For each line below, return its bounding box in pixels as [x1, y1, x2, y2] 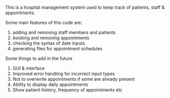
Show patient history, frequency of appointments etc [12, 87, 123, 93]
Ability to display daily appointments [12, 81, 89, 87]
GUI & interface [12, 66, 45, 71]
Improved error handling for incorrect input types [12, 71, 115, 77]
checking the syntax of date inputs [12, 40, 85, 46]
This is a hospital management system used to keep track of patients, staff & [5, 5, 165, 10]
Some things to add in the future [5, 55, 72, 61]
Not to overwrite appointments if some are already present [12, 76, 135, 82]
